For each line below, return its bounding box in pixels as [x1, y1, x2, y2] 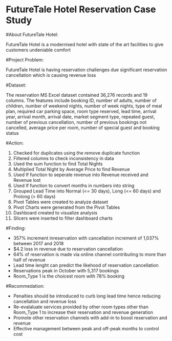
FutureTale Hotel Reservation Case [6, 4, 156, 15]
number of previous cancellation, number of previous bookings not [6, 119, 147, 125]
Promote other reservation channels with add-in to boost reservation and [13, 314, 167, 321]
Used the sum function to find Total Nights [13, 160, 103, 167]
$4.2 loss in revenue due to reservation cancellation [13, 246, 123, 252]
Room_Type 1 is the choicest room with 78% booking [13, 273, 125, 279]
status [6, 130, 19, 136]
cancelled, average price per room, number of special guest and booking [6, 124, 160, 131]
